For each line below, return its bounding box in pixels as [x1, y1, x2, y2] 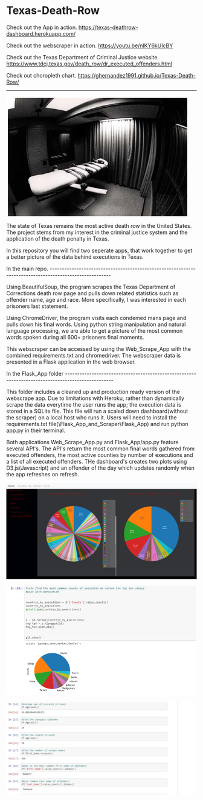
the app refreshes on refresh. [6, 470, 80, 478]
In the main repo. [6, 265, 48, 272]
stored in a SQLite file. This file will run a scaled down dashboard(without [6, 407, 188, 415]
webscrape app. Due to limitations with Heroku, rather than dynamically [6, 395, 185, 402]
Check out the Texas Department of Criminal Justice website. [6, 53, 159, 61]
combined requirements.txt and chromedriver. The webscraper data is [6, 352, 181, 359]
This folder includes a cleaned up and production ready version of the [6, 388, 180, 395]
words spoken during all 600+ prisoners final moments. [6, 333, 144, 341]
